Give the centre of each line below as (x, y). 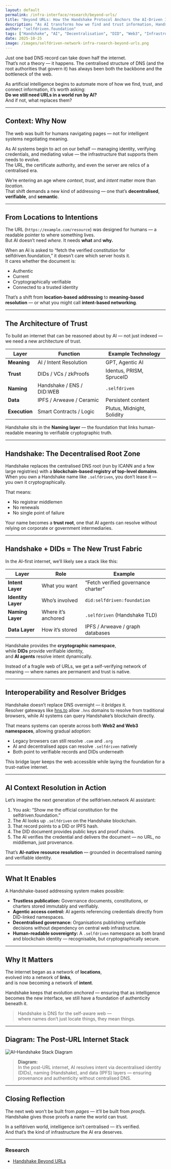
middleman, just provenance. (43, 842)
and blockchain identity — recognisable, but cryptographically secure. (86, 939)
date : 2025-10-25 (24, 39)
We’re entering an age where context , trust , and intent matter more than (81, 180)
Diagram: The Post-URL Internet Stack (67, 1040)
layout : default (22, 10)
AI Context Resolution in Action (56, 788)
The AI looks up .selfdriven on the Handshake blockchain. (75, 821)
